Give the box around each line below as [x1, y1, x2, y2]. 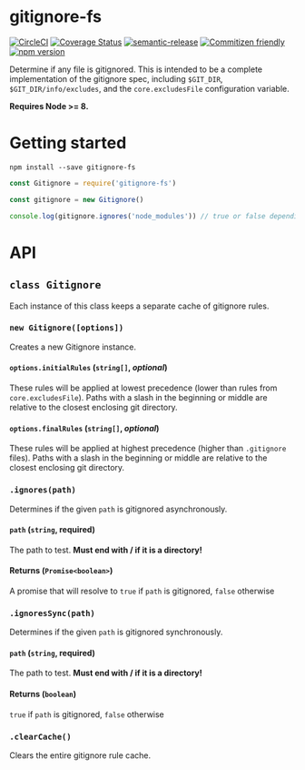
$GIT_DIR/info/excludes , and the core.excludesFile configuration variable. [9, 83, 290, 94]
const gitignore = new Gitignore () [9, 195, 144, 204]
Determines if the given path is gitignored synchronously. [9, 626, 223, 638]
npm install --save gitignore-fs [9, 162, 136, 172]
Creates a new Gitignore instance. [9, 341, 136, 352]
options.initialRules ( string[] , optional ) [9, 362, 168, 373]
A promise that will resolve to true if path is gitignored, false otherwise [9, 585, 275, 596]
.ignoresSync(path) [9, 608, 95, 618]
